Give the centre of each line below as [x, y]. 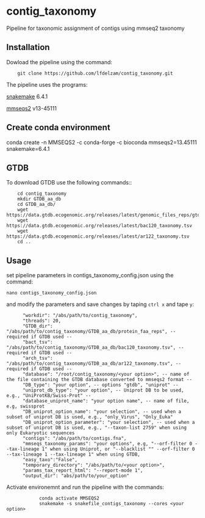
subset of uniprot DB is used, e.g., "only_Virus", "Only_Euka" [90, 417]
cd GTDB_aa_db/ [37, 205]
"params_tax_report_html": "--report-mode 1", [83, 471]
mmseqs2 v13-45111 [31, 108]
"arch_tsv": [38, 359]
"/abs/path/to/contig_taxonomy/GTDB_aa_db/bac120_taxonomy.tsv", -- [95, 348]
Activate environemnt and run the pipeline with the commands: [85, 487]
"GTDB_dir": [38, 326]
